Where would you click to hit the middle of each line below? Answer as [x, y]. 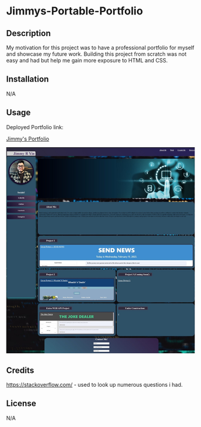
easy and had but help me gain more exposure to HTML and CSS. [87, 60]
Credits [20, 370]
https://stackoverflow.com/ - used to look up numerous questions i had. [95, 385]
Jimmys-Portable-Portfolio [75, 11]
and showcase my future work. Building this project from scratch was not [96, 54]
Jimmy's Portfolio [28, 139]
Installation [28, 79]
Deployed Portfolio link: [35, 127]
